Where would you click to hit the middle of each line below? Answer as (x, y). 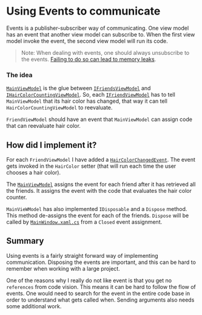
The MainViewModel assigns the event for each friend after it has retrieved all (101, 184)
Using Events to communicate (83, 11)
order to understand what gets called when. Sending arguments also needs (100, 300)
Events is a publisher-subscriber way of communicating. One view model (98, 28)
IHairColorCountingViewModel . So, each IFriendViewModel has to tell (91, 95)
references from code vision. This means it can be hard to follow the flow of (101, 286)
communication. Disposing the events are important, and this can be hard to (101, 262)
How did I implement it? (52, 145)
